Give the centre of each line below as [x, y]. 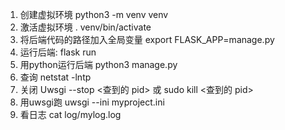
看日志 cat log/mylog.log [70, 114]
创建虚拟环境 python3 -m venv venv [94, 14]
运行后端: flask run [58, 52]
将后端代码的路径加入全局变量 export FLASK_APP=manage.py [147, 39]
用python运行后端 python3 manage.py [98, 64]
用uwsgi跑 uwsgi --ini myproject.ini [92, 102]
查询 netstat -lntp [55, 77]
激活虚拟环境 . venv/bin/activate [85, 27]
